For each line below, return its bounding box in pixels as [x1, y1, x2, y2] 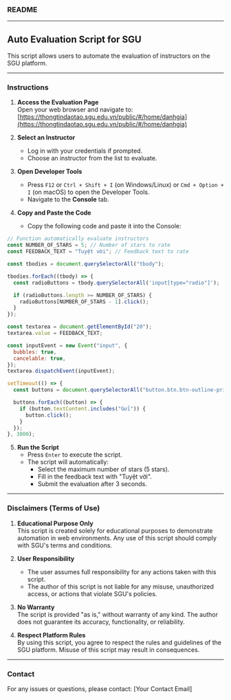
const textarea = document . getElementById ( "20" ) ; [7, 323, 153, 331]
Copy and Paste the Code [16, 208, 91, 217]
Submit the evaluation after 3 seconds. [37, 480, 148, 488]
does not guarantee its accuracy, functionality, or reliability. [16, 617, 186, 626]
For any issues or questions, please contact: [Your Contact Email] [7, 684, 192, 692]
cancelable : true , [13, 355, 67, 362]
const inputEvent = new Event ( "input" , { [7, 342, 128, 349]
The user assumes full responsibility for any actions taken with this [27, 567, 217, 576]
